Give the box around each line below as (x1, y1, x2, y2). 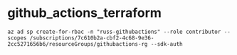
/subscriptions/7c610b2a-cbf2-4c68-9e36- (29, 34, 154, 42)
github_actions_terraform (7, 5, 162, 21)
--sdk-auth (150, 40, 183, 47)
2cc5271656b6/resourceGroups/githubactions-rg (7, 40, 148, 47)
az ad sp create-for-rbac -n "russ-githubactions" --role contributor (7, 28, 221, 35)
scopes (7, 34, 27, 42)
